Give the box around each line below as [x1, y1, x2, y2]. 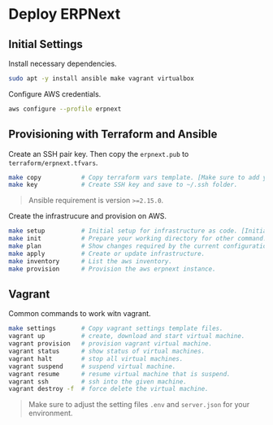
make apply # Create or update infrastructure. [8, 249, 206, 258]
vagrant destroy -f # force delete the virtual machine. [8, 385, 209, 393]
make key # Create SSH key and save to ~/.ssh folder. [8, 180, 238, 189]
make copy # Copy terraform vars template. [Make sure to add [8, 173, 260, 181]
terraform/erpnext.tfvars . [8, 158, 98, 167]
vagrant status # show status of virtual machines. [8, 347, 206, 355]
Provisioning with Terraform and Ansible [8, 128, 218, 141]
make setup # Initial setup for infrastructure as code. [8, 227, 238, 236]
